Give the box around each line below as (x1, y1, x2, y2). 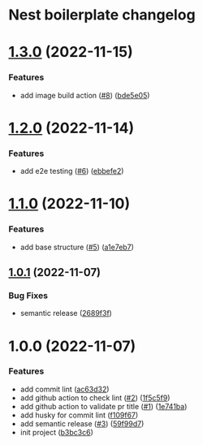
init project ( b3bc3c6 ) (19, 427, 93, 437)
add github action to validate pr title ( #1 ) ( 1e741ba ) (19, 401, 188, 411)
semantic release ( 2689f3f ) (19, 309, 112, 318)
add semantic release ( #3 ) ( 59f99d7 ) (19, 418, 145, 428)
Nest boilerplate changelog (8, 6, 197, 24)
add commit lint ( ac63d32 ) (19, 384, 110, 394)
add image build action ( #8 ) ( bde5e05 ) (19, 90, 150, 100)
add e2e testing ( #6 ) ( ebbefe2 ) (19, 166, 124, 176)
